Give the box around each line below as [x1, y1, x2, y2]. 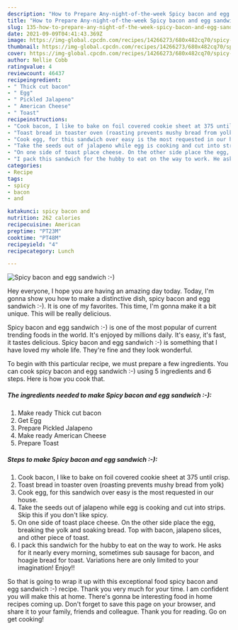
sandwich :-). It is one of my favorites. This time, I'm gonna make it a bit [7, 302, 217, 311]
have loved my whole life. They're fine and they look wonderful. [7, 346, 193, 355]
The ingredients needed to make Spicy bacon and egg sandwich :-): [7, 391, 212, 399]
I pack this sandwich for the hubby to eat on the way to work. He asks [17, 541, 222, 550]
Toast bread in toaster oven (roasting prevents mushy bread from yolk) [17, 480, 225, 490]
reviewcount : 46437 [7, 70, 65, 77]
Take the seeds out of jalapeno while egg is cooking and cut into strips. [17, 503, 226, 512]
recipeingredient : [7, 76, 62, 84]
